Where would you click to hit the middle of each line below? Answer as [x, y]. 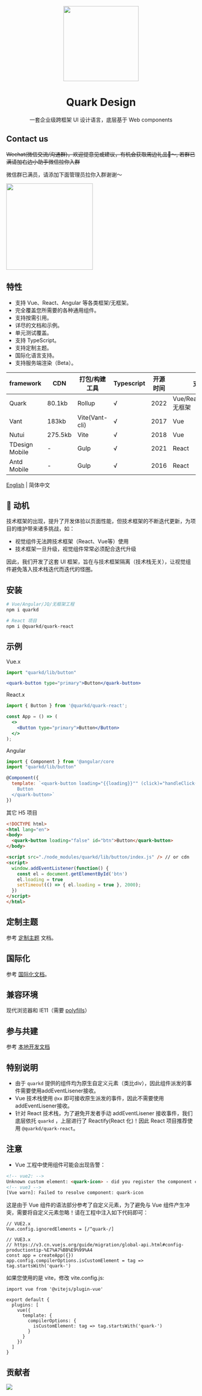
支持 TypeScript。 [37, 340]
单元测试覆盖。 [33, 332]
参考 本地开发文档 [28, 1047]
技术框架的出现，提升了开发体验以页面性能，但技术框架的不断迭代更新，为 [98, 521]
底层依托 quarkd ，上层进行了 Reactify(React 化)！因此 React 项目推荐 [101, 1121]
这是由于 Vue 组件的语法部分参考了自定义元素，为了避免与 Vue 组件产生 [95, 1205]
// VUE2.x [19, 1224]
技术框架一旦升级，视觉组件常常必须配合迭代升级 [75, 549]
